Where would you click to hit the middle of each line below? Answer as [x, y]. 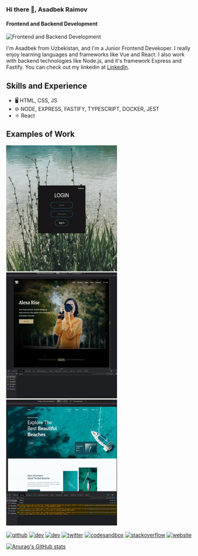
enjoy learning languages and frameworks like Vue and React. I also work [95, 55]
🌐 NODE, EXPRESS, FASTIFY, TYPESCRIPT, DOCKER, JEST [87, 108]
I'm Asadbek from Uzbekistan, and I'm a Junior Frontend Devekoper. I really [98, 48]
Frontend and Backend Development [52, 24]
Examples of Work [40, 134]
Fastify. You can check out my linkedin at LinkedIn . [68, 67]
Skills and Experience [47, 86]
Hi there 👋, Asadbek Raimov [47, 9]
